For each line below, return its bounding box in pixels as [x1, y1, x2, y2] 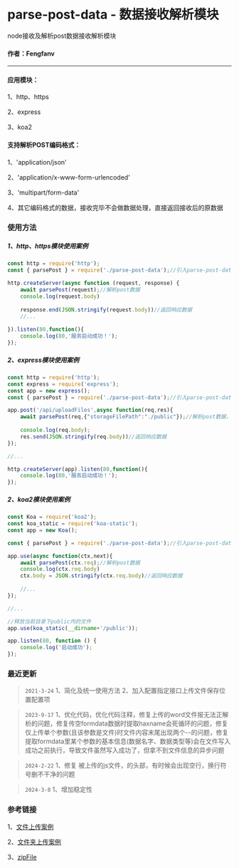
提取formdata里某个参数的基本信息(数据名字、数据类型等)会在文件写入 [24, 737, 231, 745]
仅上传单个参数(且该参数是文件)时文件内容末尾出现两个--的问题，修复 [24, 728, 229, 737]
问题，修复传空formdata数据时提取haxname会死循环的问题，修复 [37, 719, 228, 728]
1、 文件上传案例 [7, 822, 54, 831]
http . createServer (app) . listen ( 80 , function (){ [7, 465, 148, 472]
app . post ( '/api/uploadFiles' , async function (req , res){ [7, 407, 174, 414]
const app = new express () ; [7, 387, 91, 394]
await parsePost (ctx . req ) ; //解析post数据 [20, 559, 141, 567]
